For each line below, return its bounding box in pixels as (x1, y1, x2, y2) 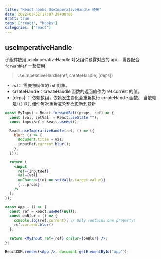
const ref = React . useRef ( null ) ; (9, 209, 77, 214)
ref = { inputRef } (18, 169, 49, 173)
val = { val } (18, 173, 38, 178)
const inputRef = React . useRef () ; (9, 120, 79, 124)
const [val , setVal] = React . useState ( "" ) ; (9, 115, 99, 120)
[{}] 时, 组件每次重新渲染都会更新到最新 (16, 101, 96, 106)
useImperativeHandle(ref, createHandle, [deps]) (17, 72, 113, 78)
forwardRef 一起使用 (5, 63, 45, 69)
